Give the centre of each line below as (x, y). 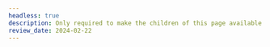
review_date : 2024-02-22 (50, 30)
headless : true (34, 16)
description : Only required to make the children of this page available (135, 23)
